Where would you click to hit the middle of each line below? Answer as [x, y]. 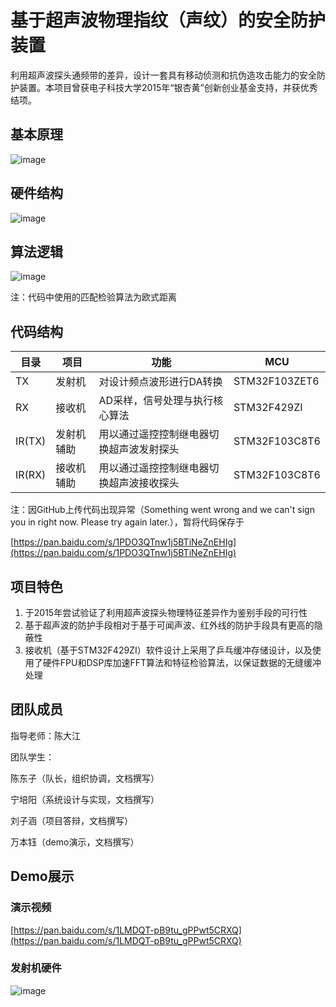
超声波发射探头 [144, 449]
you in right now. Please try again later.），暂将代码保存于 [127, 522]
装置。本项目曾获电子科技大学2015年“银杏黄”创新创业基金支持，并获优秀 [168, 87]
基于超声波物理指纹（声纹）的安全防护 [168, 20]
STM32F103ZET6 [276, 381]
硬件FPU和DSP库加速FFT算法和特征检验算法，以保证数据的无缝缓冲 [182, 662]
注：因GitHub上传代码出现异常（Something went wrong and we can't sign [162, 510]
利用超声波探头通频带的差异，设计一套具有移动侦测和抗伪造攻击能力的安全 [163, 75]
